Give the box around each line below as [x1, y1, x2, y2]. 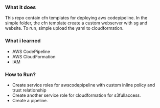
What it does [5, 4, 36, 11]
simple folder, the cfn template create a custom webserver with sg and [5, 20, 148, 26]
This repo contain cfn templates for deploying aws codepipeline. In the [5, 15, 148, 21]
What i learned [5, 37, 41, 44]
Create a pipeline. [12, 97, 48, 103]
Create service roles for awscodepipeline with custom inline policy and [12, 82, 155, 88]
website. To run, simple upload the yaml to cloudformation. [5, 25, 124, 31]
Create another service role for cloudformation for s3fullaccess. [12, 92, 141, 98]
